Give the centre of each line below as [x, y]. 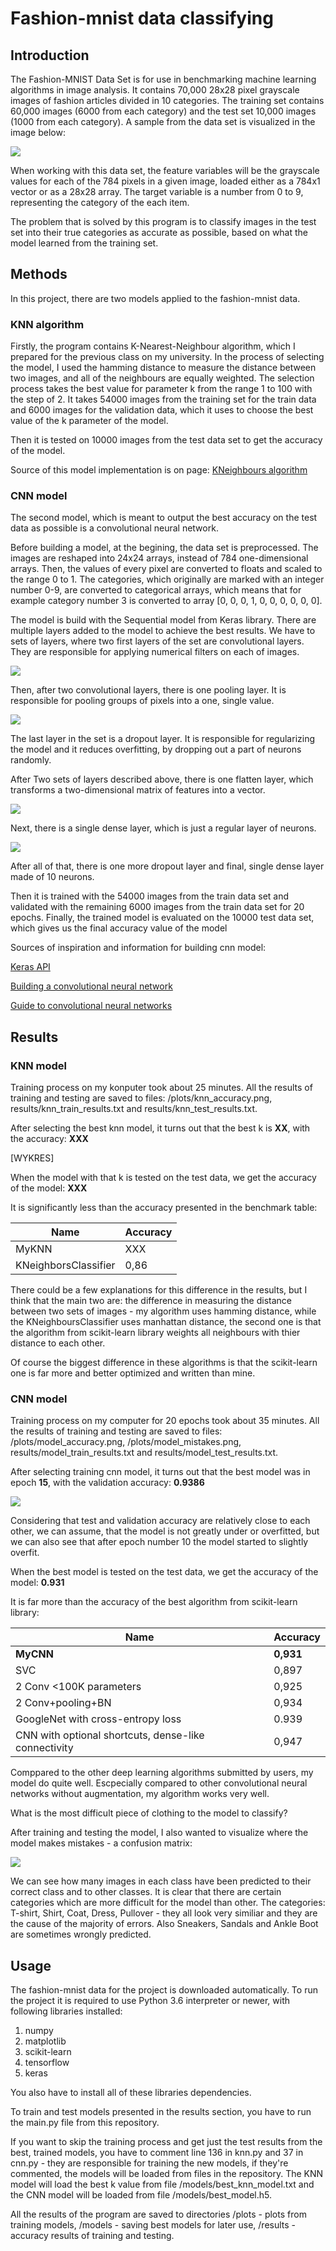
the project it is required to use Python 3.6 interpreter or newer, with [150, 2001]
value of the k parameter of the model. [89, 421]
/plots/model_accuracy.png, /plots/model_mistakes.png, [126, 1442]
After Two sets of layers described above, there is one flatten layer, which [162, 779]
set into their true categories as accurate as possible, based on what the [159, 232]
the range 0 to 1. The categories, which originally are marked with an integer [167, 579]
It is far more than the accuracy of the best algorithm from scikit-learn [154, 1602]
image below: [38, 132]
